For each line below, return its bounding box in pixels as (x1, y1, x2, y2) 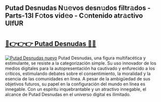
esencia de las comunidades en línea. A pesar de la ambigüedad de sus (5, 76, 151, 81)
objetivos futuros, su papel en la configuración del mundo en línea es (5, 81, 145, 87)
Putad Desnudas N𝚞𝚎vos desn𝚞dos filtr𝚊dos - (5, 4, 151, 12)
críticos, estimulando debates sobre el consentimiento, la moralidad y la (5, 71, 151, 76)
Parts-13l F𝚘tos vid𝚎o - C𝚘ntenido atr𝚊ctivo (5, 12, 143, 20)
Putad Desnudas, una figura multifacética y (58, 55, 146, 61)
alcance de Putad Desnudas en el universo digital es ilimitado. (5, 92, 131, 97)
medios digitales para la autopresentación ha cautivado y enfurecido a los (5, 66, 155, 71)
